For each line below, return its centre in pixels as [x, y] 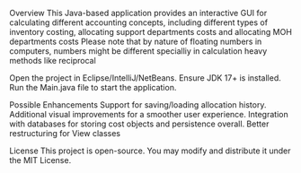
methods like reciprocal [53, 61]
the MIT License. [40, 160]
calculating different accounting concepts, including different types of [138, 22]
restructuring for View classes [65, 133]
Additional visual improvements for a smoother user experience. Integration [149, 114]
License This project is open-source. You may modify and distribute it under [150, 151]
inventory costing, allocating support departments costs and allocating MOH [150, 32]
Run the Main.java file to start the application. [93, 87]
